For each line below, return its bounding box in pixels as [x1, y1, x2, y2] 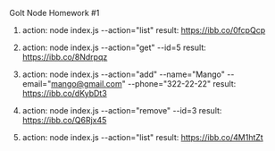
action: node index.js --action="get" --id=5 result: [21, 42, 207, 53]
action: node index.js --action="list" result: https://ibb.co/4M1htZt [21, 132, 263, 142]
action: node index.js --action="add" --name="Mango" [21, 69, 225, 80]
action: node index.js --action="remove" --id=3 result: [21, 105, 222, 115]
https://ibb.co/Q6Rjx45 [21, 115, 107, 125]
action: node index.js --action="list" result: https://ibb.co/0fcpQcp [21, 25, 266, 35]
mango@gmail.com [50, 79, 122, 88]
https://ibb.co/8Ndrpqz [21, 52, 108, 62]
